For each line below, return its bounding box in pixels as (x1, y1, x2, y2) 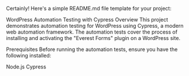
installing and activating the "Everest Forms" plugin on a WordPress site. (6, 35, 181, 41)
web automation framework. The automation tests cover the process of (6, 28, 178, 35)
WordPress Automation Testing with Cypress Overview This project (6, 16, 169, 23)
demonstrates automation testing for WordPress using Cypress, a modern (6, 23, 184, 29)
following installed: (6, 52, 51, 59)
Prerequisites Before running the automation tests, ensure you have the (6, 46, 178, 53)
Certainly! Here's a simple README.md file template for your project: (6, 5, 171, 12)
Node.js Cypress (6, 63, 47, 70)
